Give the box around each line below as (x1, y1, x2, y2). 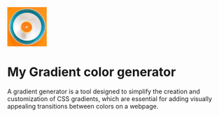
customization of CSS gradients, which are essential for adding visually (7, 94, 212, 103)
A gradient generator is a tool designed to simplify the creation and (7, 87, 201, 95)
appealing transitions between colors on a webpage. (7, 102, 159, 110)
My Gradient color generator (7, 64, 176, 80)
